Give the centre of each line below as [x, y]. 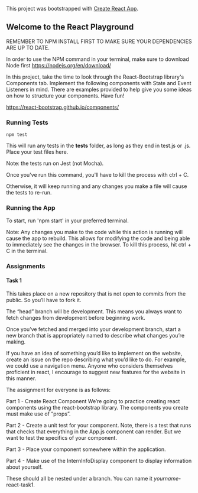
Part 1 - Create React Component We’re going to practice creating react [93, 401]
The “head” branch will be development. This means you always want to [94, 311]
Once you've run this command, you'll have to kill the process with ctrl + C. [98, 175]
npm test [17, 135]
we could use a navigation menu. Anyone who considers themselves [90, 365]
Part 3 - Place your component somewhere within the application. [86, 449]
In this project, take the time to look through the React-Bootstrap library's [95, 77]
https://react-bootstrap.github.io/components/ [63, 107]
